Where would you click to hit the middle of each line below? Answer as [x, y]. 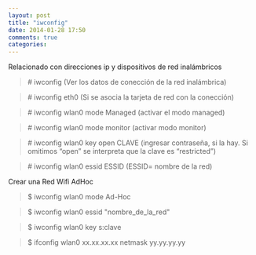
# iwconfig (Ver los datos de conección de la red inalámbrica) [127, 82]
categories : [27, 45]
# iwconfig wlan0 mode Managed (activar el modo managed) [126, 113]
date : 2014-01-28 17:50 [47, 30]
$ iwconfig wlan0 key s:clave [74, 228]
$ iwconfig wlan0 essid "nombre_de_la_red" [99, 212]
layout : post [29, 15]
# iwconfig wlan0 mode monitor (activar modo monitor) [117, 128]
